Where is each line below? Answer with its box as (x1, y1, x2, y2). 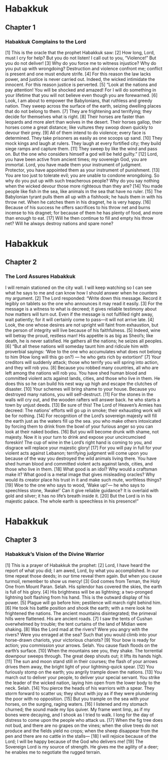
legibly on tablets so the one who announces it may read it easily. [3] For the (5, 300, 162, 307)
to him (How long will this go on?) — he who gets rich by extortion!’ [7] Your (5, 354, 161, 360)
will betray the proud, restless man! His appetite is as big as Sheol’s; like (5, 332, 153, 338)
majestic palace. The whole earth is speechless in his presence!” (5, 498, 139, 504)
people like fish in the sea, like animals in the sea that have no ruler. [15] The (5, 188, 162, 194)
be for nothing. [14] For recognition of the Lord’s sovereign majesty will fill (5, 413, 157, 419)
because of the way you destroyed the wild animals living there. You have (5, 455, 157, 461)
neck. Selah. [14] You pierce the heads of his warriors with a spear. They (5, 685, 155, 691)
